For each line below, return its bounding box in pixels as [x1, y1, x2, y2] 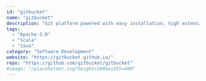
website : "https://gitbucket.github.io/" [6, 54, 114, 60]
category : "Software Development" [6, 49, 95, 55]
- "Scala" [12, 37, 37, 43]
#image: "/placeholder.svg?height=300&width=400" [6, 65, 136, 72]
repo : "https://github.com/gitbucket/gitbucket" [6, 60, 133, 66]
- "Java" [12, 43, 34, 49]
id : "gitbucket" [6, 9, 48, 15]
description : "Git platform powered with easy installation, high [6, 20, 180, 26]
